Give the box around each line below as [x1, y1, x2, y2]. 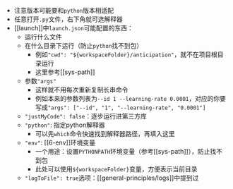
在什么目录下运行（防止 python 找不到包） [24, 42, 143, 49]
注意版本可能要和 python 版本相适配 [13, 6, 114, 14]
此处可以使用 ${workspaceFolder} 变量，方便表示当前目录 [35, 165, 198, 173]
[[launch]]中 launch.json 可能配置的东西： [13, 24, 134, 32]
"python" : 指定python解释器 [24, 121, 105, 129]
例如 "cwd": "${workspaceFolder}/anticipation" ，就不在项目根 [35, 50, 217, 59]
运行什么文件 [24, 32, 62, 41]
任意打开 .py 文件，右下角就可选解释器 [13, 15, 124, 23]
